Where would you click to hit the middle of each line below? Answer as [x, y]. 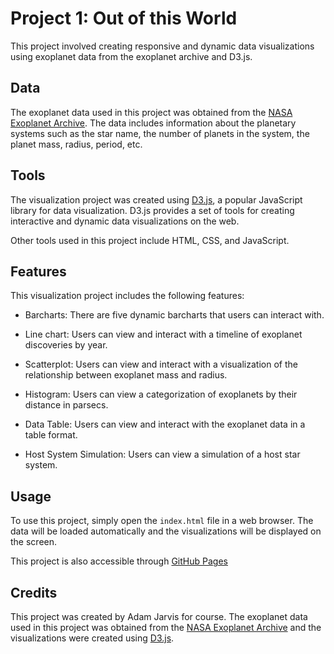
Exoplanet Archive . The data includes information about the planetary [153, 123]
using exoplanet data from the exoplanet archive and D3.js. [131, 56]
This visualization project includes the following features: [127, 296]
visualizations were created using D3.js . [92, 638]
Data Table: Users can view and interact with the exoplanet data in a [165, 424]
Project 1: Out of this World [124, 18]
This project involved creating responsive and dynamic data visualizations [162, 46]
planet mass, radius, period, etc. [76, 144]
